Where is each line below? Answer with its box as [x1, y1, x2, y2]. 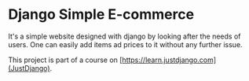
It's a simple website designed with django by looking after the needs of [8, 31, 241, 41]
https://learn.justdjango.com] [121, 55, 217, 64]
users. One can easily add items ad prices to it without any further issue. [8, 39, 243, 49]
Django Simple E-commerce [8, 6, 195, 24]
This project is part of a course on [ [8, 55, 123, 64]
